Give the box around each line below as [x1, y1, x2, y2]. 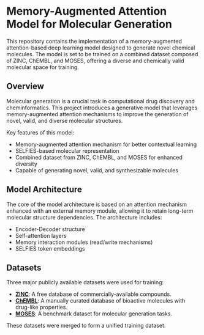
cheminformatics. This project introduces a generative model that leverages [6, 104, 198, 111]
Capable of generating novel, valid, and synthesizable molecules [15, 166, 179, 174]
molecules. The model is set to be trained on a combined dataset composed [6, 50, 198, 57]
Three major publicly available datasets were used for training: [6, 279, 164, 286]
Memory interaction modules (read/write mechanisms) [15, 238, 153, 246]
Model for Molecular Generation [6, 17, 173, 31]
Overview [6, 81, 45, 92]
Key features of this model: [6, 128, 75, 136]
